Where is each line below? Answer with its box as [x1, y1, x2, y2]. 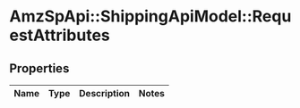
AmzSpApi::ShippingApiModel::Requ [9, 6, 292, 27]
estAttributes [9, 25, 110, 46]
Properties [9, 61, 70, 76]
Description [79, 87, 130, 99]
